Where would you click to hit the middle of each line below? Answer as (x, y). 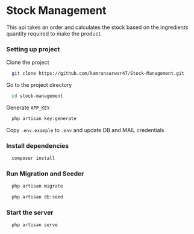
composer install (33, 158)
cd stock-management (37, 96)
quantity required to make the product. (54, 33)
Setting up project (33, 49)
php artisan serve (35, 225)
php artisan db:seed (37, 197)
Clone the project (28, 62)
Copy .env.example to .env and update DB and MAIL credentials (85, 130)
